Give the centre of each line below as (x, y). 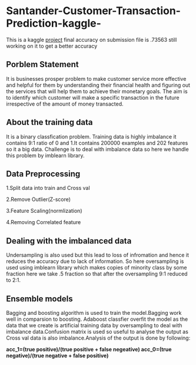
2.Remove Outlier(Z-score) (39, 199)
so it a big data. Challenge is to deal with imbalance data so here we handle (98, 149)
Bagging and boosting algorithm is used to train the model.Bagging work (94, 313)
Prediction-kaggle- (54, 23)
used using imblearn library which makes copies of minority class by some (97, 268)
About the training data (49, 122)
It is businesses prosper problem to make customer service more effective (96, 78)
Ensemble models (39, 299)
